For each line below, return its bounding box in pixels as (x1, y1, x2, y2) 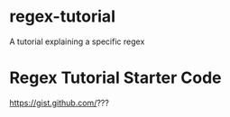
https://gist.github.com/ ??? (9, 97, 110, 108)
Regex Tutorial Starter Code (9, 67, 223, 88)
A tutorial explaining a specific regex (9, 36, 145, 47)
